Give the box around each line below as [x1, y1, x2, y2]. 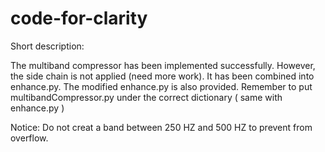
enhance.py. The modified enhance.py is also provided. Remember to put [10, 80, 313, 92]
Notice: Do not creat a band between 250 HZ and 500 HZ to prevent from [10, 121, 313, 133]
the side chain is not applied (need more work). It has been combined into [10, 70, 315, 82]
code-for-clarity [10, 7, 148, 30]
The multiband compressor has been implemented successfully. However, [10, 59, 316, 71]
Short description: [10, 40, 85, 52]
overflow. [10, 132, 49, 144]
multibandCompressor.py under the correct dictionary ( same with [10, 91, 283, 103]
